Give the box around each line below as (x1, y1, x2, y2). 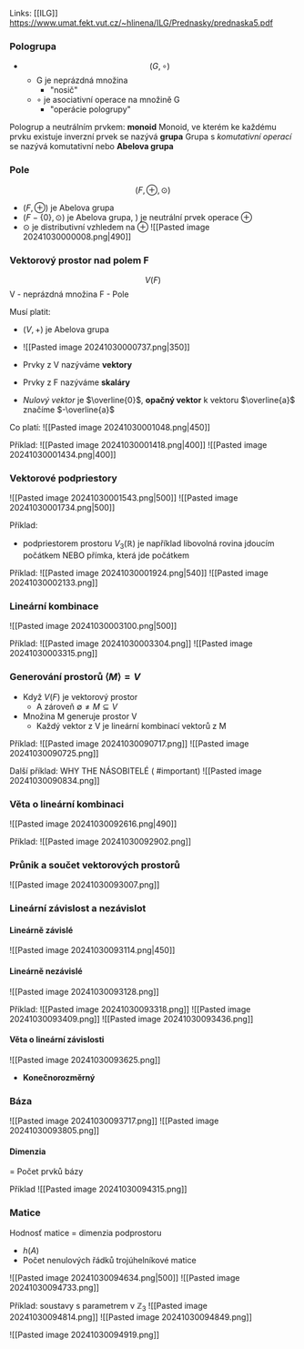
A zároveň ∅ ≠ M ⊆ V (35, 701, 118, 712)
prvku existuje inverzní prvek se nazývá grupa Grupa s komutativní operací (9, 131, 292, 142)
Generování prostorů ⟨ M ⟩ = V (9, 671, 141, 684)
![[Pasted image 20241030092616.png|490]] (9, 818, 177, 829)
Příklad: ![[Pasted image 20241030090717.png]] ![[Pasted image (9, 737, 249, 749)
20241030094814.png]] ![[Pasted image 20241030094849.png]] (9, 1312, 253, 1323)
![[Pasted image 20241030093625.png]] (9, 1054, 161, 1065)
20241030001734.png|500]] (9, 502, 116, 513)
